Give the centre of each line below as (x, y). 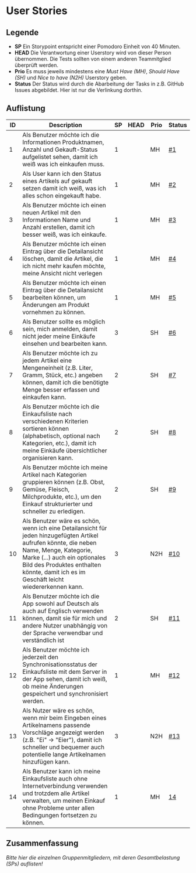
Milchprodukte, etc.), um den (62, 496)
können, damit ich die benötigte (66, 382)
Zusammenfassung (42, 843)
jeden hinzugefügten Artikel (60, 536)
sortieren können (46, 428)
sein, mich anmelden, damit (60, 329)
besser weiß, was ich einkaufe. (64, 234)
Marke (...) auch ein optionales (64, 557)
